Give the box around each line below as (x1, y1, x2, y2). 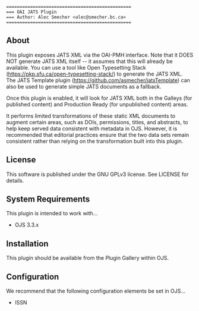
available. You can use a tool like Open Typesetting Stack (6, 64, 147, 71)
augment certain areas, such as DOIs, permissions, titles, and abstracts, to (6, 118, 188, 125)
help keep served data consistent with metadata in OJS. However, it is (6, 125, 178, 132)
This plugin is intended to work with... (6, 210, 98, 217)
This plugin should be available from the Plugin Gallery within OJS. (6, 255, 169, 262)
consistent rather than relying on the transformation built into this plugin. (6, 137, 184, 144)
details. (6, 177, 24, 184)
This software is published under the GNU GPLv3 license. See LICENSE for (6, 171, 189, 178)
